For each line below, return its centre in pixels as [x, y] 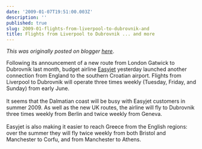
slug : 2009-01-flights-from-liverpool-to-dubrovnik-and [78, 29]
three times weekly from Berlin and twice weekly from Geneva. [84, 114]
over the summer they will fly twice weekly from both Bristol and [86, 133]
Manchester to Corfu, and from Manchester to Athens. [74, 139]
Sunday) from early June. [38, 88]
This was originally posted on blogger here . [60, 51]
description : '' [27, 17]
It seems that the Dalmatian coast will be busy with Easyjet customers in [96, 101]
